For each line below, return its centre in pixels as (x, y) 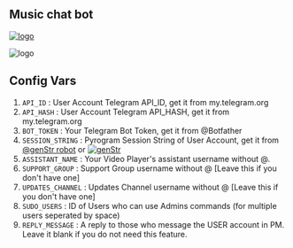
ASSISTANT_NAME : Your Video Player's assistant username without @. (146, 159)
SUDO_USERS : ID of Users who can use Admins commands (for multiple (149, 205)
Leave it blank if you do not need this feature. (104, 234)
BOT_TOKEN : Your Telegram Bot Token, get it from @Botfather (132, 130)
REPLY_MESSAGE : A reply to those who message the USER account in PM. (153, 224)
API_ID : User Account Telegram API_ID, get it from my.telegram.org (145, 102)
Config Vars (43, 81)
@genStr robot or (54, 149)
